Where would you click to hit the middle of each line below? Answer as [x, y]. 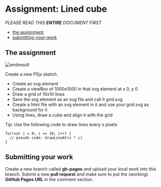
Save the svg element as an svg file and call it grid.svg [67, 99]
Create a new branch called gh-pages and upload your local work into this [81, 169]
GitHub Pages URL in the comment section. [49, 179]
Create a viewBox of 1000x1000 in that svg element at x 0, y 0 [75, 89]
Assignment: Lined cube [56, 9]
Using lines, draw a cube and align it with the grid [62, 115]
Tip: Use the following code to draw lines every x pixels [61, 124]
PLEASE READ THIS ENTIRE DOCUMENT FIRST [53, 23]
